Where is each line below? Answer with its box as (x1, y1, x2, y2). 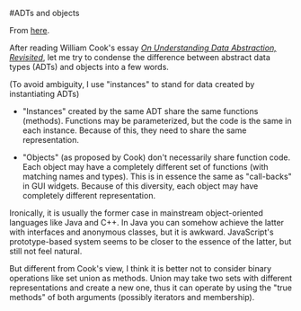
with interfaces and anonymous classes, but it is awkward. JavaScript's (9, 227, 274, 237)
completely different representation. (22, 191, 155, 200)
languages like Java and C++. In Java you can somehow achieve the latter (9, 218, 285, 227)
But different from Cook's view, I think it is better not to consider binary (9, 263, 272, 273)
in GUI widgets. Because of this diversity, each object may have (22, 181, 259, 191)
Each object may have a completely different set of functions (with (22, 162, 269, 172)
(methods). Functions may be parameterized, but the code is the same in (22, 116, 292, 126)
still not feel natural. (9, 246, 83, 256)
